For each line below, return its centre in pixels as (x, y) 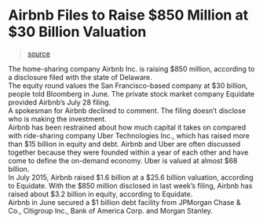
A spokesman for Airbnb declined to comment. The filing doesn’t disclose (127, 110)
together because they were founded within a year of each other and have (128, 152)
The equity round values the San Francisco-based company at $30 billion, (128, 86)
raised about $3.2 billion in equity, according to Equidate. (100, 194)
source (39, 53)
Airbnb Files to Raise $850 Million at (128, 15)
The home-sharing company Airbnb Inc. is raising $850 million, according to (131, 68)
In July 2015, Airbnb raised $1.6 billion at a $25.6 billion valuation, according (131, 177)
